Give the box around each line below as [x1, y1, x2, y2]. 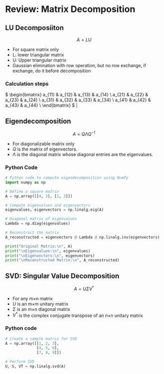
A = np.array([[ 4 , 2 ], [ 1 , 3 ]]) [5, 194, 72, 199]
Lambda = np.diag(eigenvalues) [5, 221, 70, 226]
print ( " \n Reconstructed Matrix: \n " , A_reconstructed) [5, 258, 120, 263]
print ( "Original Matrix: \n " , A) [5, 244, 72, 249]
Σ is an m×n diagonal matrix [12, 306, 70, 312]
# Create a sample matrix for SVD [5, 336, 77, 341]
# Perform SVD [5, 359, 35, 364]
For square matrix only [12, 47, 59, 52]
